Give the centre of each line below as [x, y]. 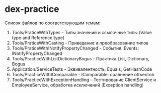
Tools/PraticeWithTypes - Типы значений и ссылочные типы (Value [82, 32]
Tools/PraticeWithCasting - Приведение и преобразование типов [80, 43]
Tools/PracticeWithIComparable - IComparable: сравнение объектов [83, 74]
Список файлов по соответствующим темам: [53, 23]
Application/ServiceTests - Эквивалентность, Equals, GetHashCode [82, 69]
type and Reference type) [38, 38]
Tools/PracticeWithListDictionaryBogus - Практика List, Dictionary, [80, 58]
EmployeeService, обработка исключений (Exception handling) [78, 85]
